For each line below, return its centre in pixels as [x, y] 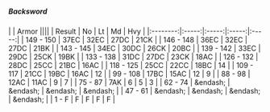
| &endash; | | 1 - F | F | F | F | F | [62, 99]
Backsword [28, 11]
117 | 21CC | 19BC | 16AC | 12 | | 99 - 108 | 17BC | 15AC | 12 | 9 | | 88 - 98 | [130, 74]
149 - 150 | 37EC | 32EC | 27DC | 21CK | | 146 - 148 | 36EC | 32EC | [137, 39]
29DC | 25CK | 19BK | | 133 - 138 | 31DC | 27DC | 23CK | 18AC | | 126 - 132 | [133, 57]
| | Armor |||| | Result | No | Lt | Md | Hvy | [77, 31]
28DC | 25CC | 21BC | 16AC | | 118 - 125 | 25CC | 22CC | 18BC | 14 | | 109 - [131, 65]
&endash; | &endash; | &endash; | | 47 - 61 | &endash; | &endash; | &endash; [135, 90]
